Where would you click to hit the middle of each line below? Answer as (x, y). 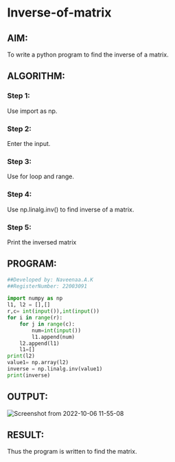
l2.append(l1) (39, 343)
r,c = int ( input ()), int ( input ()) (53, 311)
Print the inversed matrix (42, 242)
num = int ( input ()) (56, 330)
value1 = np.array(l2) (38, 363)
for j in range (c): (47, 324)
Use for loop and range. (40, 176)
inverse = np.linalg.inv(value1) (55, 369)
